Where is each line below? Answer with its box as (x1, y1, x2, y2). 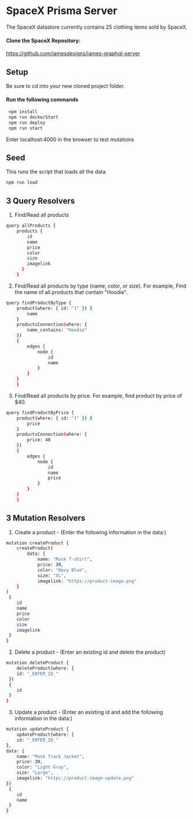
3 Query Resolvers (6, 196, 75, 206)
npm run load (6, 180, 38, 186)
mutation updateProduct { (6, 726, 69, 732)
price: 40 (27, 437, 51, 443)
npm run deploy (8, 120, 45, 125)
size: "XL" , (37, 572, 66, 578)
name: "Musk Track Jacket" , (16, 753, 85, 759)
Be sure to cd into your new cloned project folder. (6, 82, 125, 89)
